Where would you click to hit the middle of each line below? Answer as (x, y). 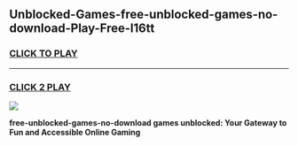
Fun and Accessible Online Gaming (75, 132)
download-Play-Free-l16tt (82, 29)
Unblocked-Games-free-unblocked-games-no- (144, 15)
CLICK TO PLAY (43, 54)
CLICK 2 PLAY (40, 87)
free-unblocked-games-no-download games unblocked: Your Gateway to (148, 122)
